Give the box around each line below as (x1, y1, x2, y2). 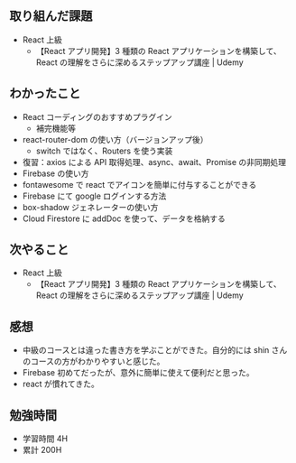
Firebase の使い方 (22, 168, 89, 179)
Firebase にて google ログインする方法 (22, 190, 167, 201)
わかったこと (9, 86, 81, 101)
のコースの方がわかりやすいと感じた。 (22, 356, 165, 367)
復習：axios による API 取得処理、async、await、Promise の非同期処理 (22, 156, 287, 167)
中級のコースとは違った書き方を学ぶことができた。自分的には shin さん (22, 345, 288, 356)
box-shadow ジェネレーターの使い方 (22, 201, 159, 212)
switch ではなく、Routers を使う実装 (35, 145, 173, 156)
